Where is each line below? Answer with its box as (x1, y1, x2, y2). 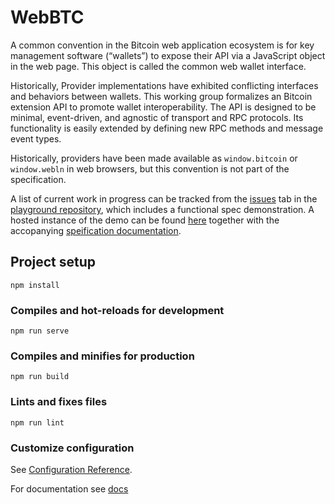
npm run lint (10, 417, 65, 428)
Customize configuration (10, 441, 135, 455)
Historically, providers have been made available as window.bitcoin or (10, 152, 298, 164)
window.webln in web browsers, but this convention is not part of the (10, 162, 290, 175)
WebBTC (10, 6, 85, 29)
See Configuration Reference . (10, 463, 133, 475)
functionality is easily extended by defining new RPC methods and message (10, 122, 324, 134)
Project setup (10, 254, 97, 271)
